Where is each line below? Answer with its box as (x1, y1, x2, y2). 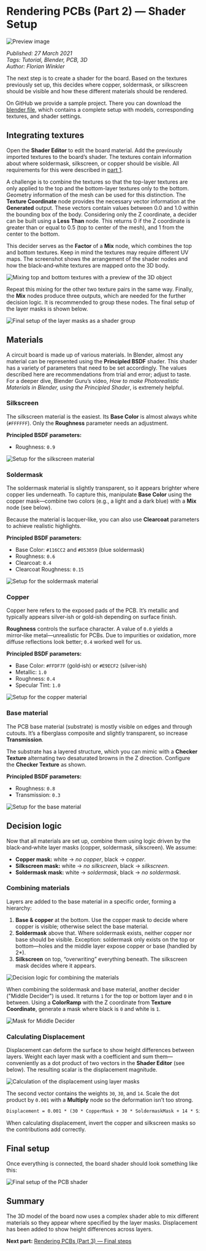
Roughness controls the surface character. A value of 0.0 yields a (6, 625, 173, 633)
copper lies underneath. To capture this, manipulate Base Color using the (6, 491, 192, 498)
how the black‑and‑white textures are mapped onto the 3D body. (6, 261, 170, 269)
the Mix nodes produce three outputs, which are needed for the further (6, 292, 186, 299)
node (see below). (6, 504, 52, 511)
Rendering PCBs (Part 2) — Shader (6, 4, 186, 18)
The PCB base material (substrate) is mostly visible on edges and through (6, 722, 193, 730)
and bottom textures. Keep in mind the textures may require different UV (6, 249, 189, 256)
